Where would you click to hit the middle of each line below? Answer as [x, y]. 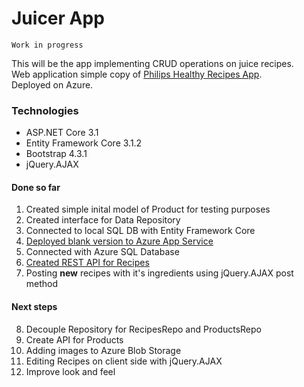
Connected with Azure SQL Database [102, 252]
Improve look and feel [70, 371]
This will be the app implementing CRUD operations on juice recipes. [152, 63]
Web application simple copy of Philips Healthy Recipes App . [137, 74]
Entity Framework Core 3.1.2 [84, 143]
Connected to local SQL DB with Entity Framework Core [140, 231]
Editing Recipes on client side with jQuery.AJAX [124, 361]
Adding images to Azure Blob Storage [103, 350]
